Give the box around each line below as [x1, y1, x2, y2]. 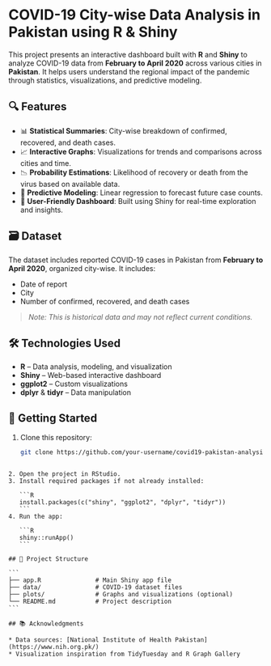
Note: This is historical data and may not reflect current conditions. [28, 312, 253, 321]
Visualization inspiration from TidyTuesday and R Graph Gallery [15, 650, 241, 659]
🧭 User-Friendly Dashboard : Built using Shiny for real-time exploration [19, 196, 256, 206]
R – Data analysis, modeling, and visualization [19, 362, 172, 371]
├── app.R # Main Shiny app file [8, 576, 172, 584]
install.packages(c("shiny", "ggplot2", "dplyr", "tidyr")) [19, 498, 227, 507]
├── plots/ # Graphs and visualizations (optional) [8, 591, 233, 599]
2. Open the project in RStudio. [8, 470, 121, 478]
